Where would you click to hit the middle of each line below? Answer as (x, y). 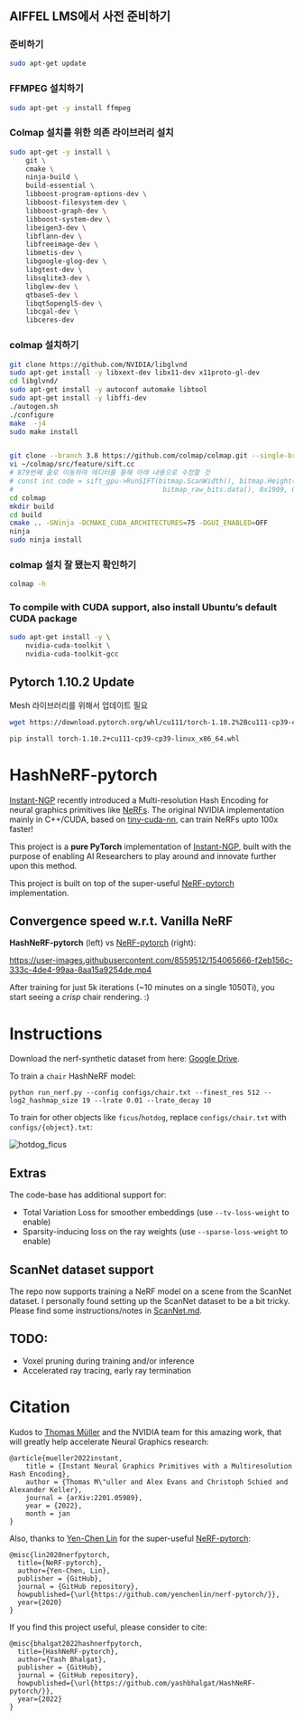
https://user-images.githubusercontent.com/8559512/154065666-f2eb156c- (151, 960)
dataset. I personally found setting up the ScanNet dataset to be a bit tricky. (150, 1300)
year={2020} (40, 1602)
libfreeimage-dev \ (62, 245)
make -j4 (28, 423)
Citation (40, 1407)
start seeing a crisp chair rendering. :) (80, 997)
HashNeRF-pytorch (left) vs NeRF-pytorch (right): (103, 943)
